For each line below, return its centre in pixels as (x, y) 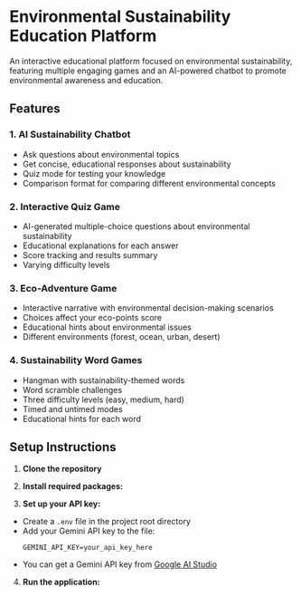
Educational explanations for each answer (100, 245)
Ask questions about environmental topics (101, 154)
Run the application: (61, 582)
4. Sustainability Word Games (76, 360)
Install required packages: (73, 486)
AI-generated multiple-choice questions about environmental (136, 226)
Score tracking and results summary (90, 255)
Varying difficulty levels (66, 264)
